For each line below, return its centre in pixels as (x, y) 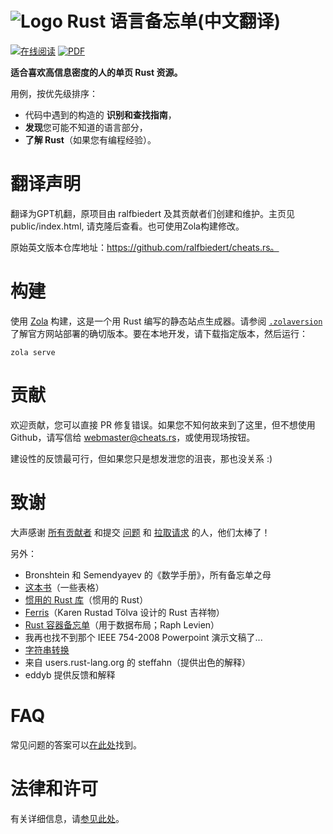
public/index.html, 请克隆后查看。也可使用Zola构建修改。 (127, 226)
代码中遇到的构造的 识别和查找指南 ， (100, 114)
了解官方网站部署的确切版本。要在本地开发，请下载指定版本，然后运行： (159, 333)
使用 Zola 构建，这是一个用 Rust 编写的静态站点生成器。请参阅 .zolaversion (166, 321)
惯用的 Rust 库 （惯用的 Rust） (86, 599)
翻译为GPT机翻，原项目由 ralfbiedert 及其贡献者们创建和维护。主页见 (152, 213)
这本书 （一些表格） (64, 587)
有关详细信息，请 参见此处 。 (67, 818)
